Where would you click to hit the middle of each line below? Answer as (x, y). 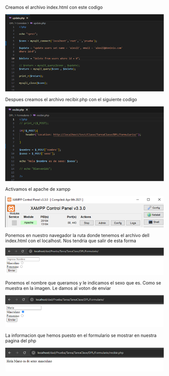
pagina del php (21, 341)
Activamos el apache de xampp (38, 189)
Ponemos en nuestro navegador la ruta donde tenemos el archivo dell (77, 236)
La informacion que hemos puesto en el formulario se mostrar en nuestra (81, 335)
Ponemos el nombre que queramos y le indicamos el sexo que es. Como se (83, 283)
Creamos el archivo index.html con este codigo (54, 7)
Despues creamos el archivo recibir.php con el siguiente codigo (71, 99)
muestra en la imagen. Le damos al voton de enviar (58, 288)
